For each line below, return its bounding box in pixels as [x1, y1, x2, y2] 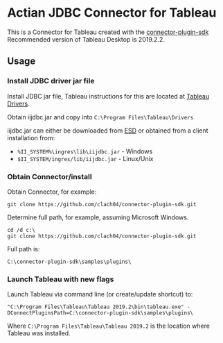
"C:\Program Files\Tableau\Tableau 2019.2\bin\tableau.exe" [7, 303, 185, 310]
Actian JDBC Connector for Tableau [7, 5, 217, 21]
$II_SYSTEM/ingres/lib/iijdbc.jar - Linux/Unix [17, 154, 154, 162]
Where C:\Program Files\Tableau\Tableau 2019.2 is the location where [7, 321, 210, 331]
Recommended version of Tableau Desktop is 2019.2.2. [7, 35, 165, 43]
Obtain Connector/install [7, 171, 92, 181]
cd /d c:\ [7, 226, 36, 233]
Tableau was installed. [7, 329, 71, 337]
